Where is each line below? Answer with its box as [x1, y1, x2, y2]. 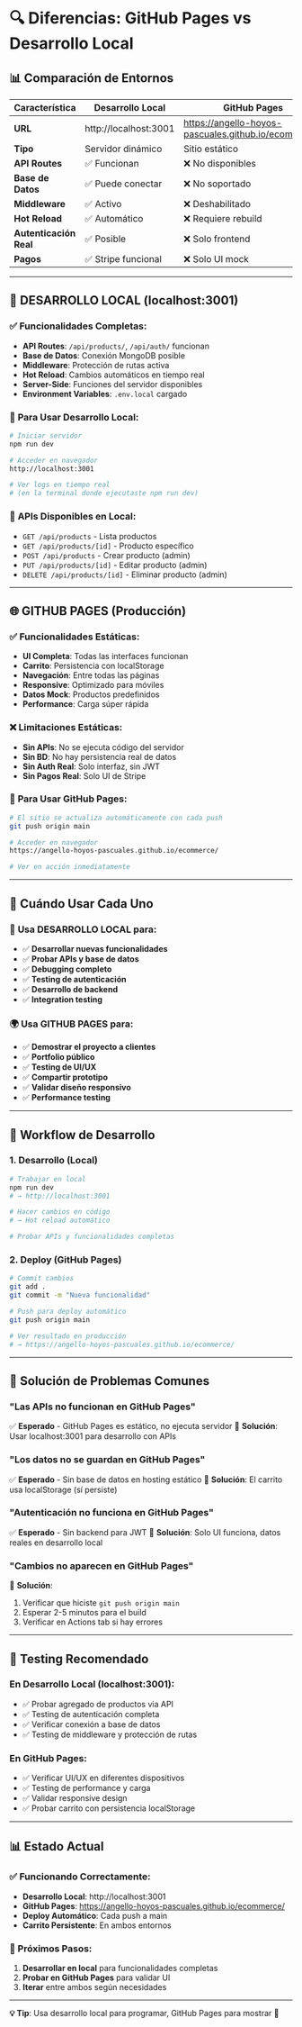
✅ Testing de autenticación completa [22, 1708, 160, 1719]
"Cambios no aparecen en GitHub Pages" [9, 1560, 194, 1572]
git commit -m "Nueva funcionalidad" [9, 1290, 151, 1300]
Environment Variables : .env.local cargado [22, 388, 188, 399]
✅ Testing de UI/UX [22, 1062, 97, 1072]
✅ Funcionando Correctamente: [9, 1870, 151, 1883]
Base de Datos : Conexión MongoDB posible [22, 349, 186, 361]
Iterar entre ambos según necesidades [22, 1982, 167, 1993]
